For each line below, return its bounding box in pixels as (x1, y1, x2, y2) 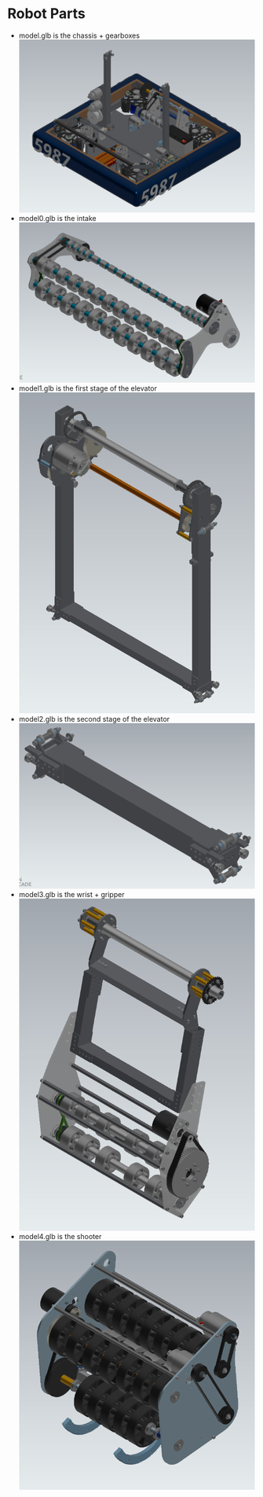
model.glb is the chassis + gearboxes (18, 31, 141, 40)
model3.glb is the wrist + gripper (18, 889, 125, 899)
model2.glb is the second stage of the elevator (18, 714, 170, 723)
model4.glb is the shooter (18, 1231, 102, 1241)
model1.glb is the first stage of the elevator (18, 383, 158, 393)
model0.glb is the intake (18, 213, 97, 223)
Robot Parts (7, 5, 86, 23)
